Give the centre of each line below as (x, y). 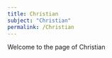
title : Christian (33, 14)
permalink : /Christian (41, 27)
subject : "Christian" (39, 21)
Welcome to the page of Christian (56, 47)
